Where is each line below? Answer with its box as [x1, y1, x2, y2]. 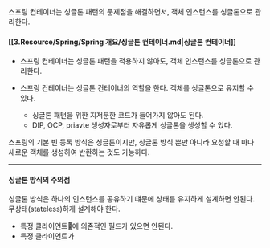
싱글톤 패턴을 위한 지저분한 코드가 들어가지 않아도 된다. [31, 111, 204, 120]
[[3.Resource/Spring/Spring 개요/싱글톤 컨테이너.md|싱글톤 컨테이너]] [8, 37, 236, 47]
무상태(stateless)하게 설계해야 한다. [8, 204, 121, 214]
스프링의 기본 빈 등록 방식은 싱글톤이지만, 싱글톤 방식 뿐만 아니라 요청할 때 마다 [8, 137, 255, 147]
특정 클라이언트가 [19, 231, 75, 241]
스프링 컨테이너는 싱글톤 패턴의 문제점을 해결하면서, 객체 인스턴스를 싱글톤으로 [8, 7, 253, 16]
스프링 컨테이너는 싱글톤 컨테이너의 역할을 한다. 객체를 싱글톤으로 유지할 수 [19, 83, 255, 93]
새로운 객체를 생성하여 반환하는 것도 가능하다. [8, 148, 150, 157]
